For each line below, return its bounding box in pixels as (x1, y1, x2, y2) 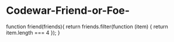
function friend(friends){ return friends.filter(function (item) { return (6, 23, 168, 30)
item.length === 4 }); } (6, 29, 60, 36)
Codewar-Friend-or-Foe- (6, 4, 130, 17)
